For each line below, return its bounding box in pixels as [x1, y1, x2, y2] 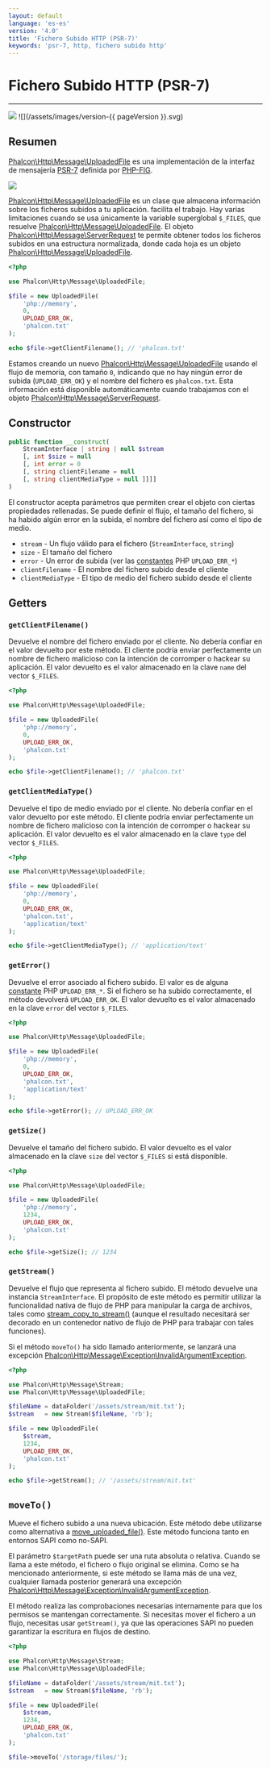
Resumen [8, 135, 57, 149]
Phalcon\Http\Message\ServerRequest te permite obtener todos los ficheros [8, 230, 261, 240]
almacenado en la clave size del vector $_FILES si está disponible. [8, 1151, 228, 1161]
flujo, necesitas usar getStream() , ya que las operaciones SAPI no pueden [8, 1618, 254, 1628]
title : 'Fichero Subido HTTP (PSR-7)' [8, 34, 139, 43]
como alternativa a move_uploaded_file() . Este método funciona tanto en [8, 1527, 250, 1537]
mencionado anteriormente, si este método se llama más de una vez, [8, 1568, 238, 1578]
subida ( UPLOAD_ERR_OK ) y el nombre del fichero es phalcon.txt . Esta [8, 376, 234, 386]
